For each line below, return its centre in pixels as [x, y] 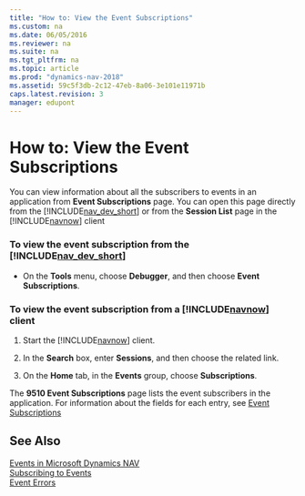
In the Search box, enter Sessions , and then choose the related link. [151, 358]
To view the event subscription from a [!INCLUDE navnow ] [140, 309]
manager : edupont [42, 102]
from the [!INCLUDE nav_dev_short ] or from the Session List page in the [143, 211]
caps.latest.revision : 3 [56, 94]
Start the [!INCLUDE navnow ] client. [89, 340]
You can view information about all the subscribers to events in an [133, 192]
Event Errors [33, 482]
